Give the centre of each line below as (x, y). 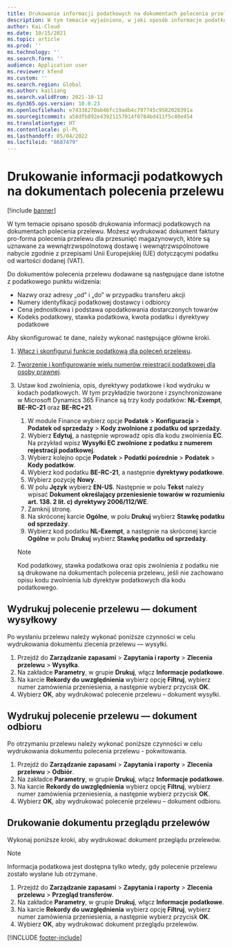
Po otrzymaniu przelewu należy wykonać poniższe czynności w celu (105, 743)
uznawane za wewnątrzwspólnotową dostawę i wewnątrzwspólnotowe (108, 246)
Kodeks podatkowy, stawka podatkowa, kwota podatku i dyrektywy (113, 317)
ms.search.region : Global (44, 84)
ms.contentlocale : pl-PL (43, 129)
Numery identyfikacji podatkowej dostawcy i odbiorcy (94, 303)
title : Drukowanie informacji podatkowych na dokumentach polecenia (108, 14)
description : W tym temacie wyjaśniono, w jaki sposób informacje (105, 20)
